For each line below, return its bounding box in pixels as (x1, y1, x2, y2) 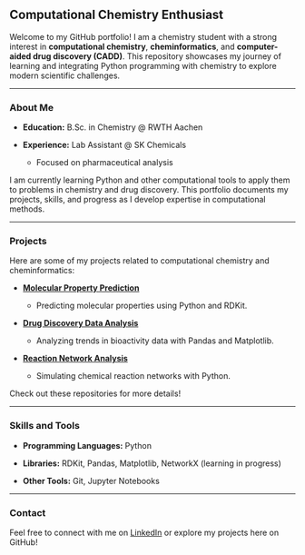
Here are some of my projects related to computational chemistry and (9, 255, 270, 266)
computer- (236, 41, 279, 52)
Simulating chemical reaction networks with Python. (35, 371, 231, 382)
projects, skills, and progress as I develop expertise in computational (9, 194, 266, 205)
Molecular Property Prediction (22, 282, 140, 293)
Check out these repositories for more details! (9, 388, 182, 399)
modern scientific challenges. (9, 70, 121, 81)
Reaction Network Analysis (22, 353, 129, 364)
